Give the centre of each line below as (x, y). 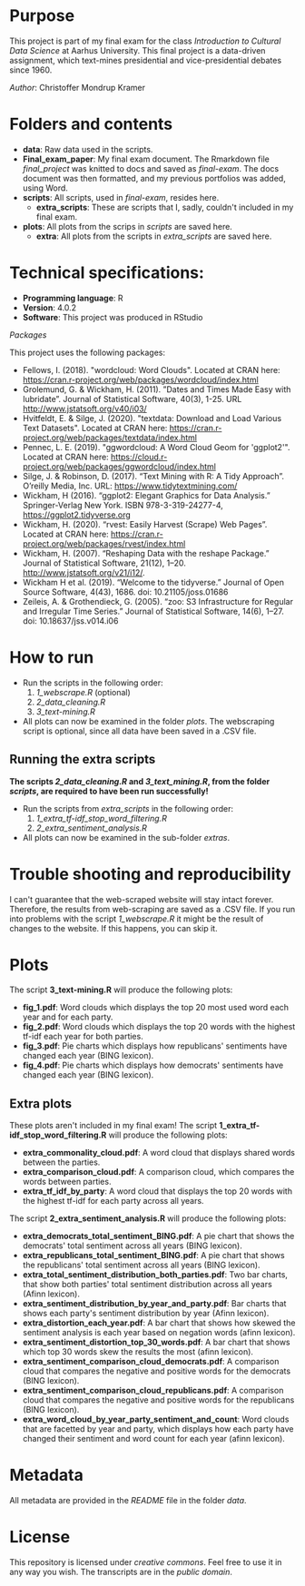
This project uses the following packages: (88, 352)
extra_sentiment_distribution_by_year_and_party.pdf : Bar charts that (154, 1304)
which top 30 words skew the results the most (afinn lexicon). (138, 1352)
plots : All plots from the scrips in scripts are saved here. (128, 226)
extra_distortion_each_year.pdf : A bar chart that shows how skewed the (159, 1323)
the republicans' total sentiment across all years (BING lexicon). (141, 1265)
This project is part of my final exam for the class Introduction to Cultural (145, 41)
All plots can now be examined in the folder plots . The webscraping (148, 721)
